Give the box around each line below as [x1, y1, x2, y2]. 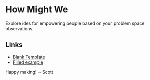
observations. [5, 25, 34, 31]
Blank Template [12, 54, 45, 60]
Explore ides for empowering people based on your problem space [5, 20, 145, 26]
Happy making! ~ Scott [5, 69, 53, 75]
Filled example [12, 59, 43, 65]
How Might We [5, 4, 68, 15]
